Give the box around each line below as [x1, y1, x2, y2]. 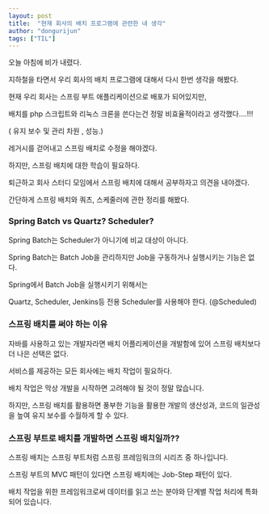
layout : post [8, 11, 53, 20]
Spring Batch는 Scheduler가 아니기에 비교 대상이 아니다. [8, 235, 189, 245]
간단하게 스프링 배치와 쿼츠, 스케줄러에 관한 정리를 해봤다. [8, 195, 190, 204]
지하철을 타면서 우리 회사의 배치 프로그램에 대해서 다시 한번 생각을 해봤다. [8, 74, 239, 85]
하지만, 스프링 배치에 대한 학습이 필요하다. [8, 161, 140, 171]
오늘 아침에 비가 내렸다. [8, 57, 82, 67]
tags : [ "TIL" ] [8, 34, 57, 43]
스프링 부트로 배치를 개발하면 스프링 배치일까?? [8, 432, 180, 444]
